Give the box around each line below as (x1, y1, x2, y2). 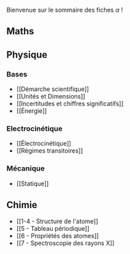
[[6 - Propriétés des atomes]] (16, 232, 99, 240)
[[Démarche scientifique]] (16, 85, 90, 93)
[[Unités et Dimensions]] (16, 92, 86, 101)
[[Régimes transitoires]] (16, 147, 83, 155)
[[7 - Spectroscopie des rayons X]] (16, 239, 115, 247)
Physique (6, 49, 48, 60)
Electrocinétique (6, 124, 63, 133)
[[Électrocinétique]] (16, 140, 71, 148)
